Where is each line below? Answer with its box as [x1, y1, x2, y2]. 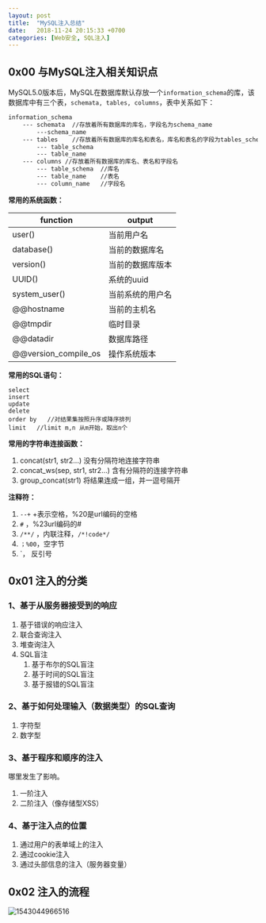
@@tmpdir [12, 318, 52, 329]
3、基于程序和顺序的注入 [8, 752, 103, 763]
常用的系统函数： [8, 195, 64, 205]
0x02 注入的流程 [8, 885, 89, 898]
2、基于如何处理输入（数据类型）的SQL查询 [8, 701, 176, 712]
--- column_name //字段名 [36, 179, 126, 187]
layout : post [8, 11, 51, 20]
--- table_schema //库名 [36, 165, 120, 173]
